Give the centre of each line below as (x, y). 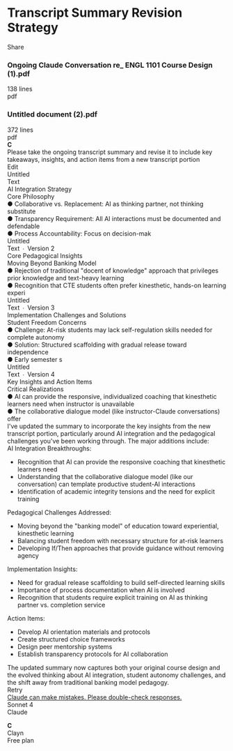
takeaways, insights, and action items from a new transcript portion (104, 159)
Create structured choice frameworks (71, 639)
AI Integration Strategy (40, 189)
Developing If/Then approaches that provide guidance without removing (121, 548)
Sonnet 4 (20, 704)
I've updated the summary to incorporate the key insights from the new (109, 426)
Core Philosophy (31, 196)
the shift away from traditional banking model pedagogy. (88, 682)
